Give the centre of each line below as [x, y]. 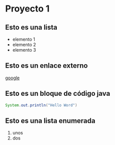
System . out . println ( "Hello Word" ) [41, 105]
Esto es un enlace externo [46, 66]
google [13, 78]
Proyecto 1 [27, 9]
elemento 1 [24, 39]
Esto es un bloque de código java [58, 94]
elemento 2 [24, 45]
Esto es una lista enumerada [50, 121]
